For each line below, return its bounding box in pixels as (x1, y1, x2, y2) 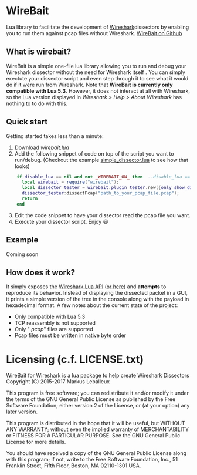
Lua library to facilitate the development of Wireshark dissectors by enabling (6, 23, 189, 31)
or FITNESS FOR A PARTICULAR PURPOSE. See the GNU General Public (6, 432, 181, 439)
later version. (6, 408, 38, 415)
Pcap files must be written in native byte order (14, 332, 127, 339)
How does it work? (6, 268, 76, 278)
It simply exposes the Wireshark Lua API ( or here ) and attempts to (6, 283, 167, 290)
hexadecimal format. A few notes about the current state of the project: (6, 302, 178, 309)
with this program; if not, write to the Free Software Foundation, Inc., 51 (6, 456, 178, 463)
